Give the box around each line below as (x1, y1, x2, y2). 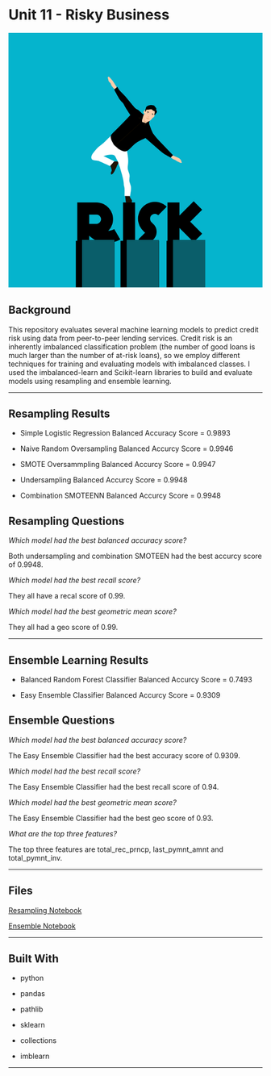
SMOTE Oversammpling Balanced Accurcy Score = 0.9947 (19, 460, 216, 469)
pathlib (19, 1004, 44, 1014)
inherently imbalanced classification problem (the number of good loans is (8, 341, 256, 352)
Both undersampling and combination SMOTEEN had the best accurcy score (8, 551, 262, 561)
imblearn (19, 1051, 50, 1061)
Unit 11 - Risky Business (8, 6, 170, 24)
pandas (19, 989, 46, 999)
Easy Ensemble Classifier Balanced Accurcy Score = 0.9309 (19, 690, 221, 699)
